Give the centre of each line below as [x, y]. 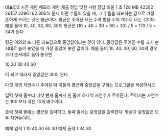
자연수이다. [21, 118]
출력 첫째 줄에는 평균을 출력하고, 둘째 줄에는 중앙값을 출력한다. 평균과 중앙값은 [80, 112]
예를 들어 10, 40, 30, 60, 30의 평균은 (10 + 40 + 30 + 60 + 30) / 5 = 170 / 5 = [81, 26]
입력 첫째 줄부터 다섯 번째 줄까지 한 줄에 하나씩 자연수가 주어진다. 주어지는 [75, 95]
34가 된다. [15, 32]
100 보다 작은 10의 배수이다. [37, 101]
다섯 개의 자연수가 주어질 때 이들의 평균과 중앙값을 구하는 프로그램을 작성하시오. [81, 85]
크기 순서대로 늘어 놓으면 [29, 54]
